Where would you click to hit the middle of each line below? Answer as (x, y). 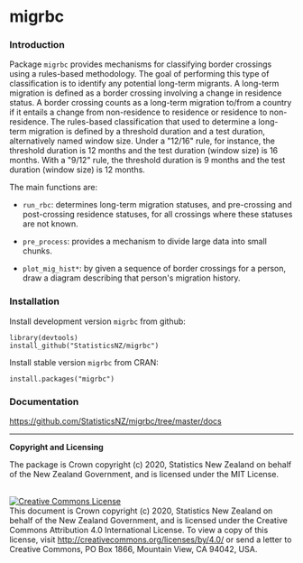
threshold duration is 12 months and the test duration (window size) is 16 (144, 151)
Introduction (37, 45)
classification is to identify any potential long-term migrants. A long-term (144, 84)
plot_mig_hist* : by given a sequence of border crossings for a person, (154, 269)
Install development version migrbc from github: (98, 321)
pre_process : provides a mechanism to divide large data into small (145, 242)
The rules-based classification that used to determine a (154, 122)
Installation (35, 301)
